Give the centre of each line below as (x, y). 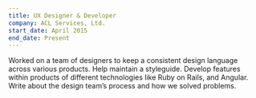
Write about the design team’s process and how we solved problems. (122, 86)
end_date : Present (39, 38)
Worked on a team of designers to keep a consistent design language (123, 61)
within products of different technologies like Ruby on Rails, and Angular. (128, 77)
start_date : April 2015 (48, 30)
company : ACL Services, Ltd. (57, 23)
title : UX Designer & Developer (62, 16)
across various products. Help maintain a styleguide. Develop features (124, 69)
